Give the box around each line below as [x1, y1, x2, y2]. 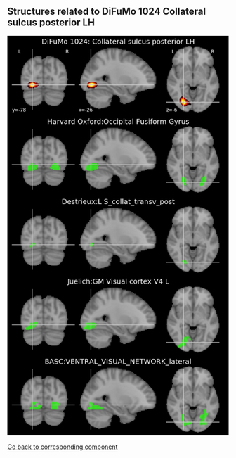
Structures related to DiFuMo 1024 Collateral [7, 6, 206, 18]
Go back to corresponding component [7, 443, 118, 451]
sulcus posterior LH [7, 17, 95, 29]
